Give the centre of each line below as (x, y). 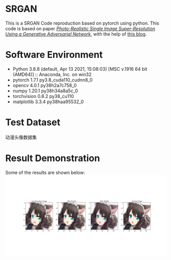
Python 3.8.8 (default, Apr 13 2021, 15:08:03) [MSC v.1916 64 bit (80, 69)
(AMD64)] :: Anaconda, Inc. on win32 (52, 74)
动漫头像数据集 (21, 137)
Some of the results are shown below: (45, 172)
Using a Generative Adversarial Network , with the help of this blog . (76, 34)
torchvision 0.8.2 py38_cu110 (43, 96)
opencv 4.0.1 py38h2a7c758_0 (45, 85)
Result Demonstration (53, 158)
